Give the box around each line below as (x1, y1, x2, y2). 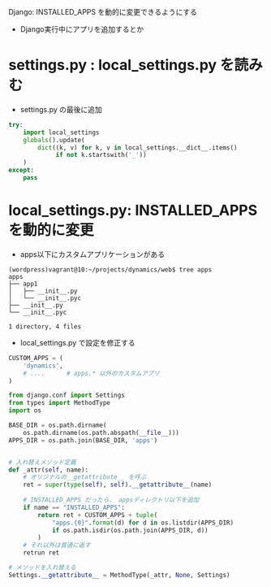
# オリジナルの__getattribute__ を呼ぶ (23, 473, 147, 481)
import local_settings (23, 128, 100, 137)
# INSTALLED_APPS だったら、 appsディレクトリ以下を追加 (23, 496, 200, 504)
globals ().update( (23, 136, 85, 144)
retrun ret (23, 549, 60, 557)
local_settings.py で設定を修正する (19, 337, 135, 347)
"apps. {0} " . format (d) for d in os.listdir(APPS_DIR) (51, 519, 234, 527)
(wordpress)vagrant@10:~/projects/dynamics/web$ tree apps (8, 265, 213, 274)
